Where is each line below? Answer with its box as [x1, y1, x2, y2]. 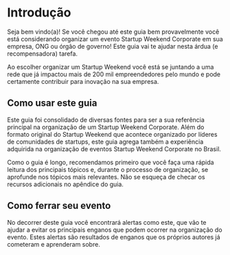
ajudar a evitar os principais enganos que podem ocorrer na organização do [7, 225, 222, 234]
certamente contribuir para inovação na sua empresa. [7, 77, 159, 85]
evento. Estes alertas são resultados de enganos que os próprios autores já [7, 232, 221, 241]
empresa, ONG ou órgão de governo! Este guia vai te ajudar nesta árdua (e [7, 42, 218, 50]
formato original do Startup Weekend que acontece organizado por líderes [7, 130, 218, 138]
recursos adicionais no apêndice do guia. [7, 180, 124, 188]
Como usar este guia [7, 98, 97, 109]
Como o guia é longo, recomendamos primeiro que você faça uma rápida [7, 158, 214, 166]
